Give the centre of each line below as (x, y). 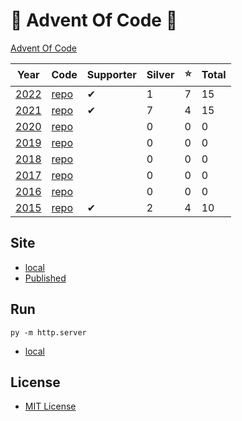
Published (45, 278)
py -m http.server (48, 332)
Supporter (111, 75)
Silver (160, 75)
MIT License (50, 406)
